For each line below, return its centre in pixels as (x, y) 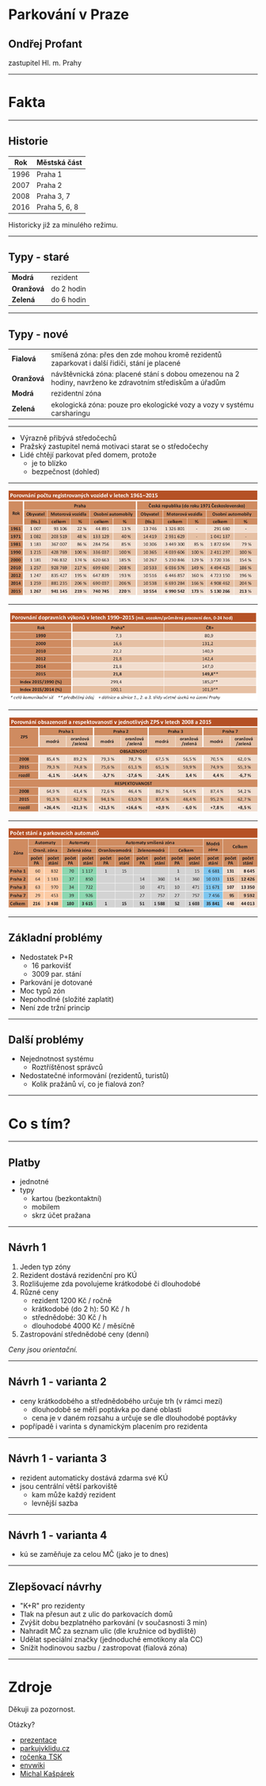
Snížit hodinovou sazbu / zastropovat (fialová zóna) (103, 1648)
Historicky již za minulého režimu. (63, 224)
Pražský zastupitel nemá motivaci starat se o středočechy (114, 446)
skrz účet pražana (61, 1215)
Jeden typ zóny (45, 1267)
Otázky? (22, 1725)
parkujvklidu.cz (45, 1749)
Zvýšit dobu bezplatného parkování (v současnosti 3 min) (113, 1623)
